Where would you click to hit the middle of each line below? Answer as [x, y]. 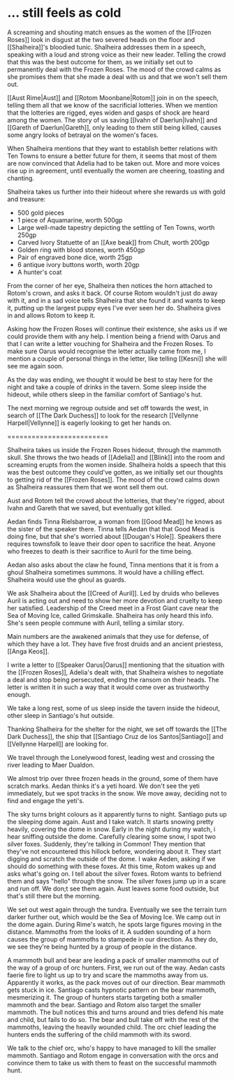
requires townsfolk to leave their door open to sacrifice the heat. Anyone [111, 544]
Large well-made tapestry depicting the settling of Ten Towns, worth [116, 227]
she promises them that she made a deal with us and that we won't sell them [117, 77]
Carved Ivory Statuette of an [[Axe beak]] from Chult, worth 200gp [113, 242]
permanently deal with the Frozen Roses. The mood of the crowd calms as [114, 69]
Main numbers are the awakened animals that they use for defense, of [108, 636]
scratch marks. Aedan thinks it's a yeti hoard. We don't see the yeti [104, 786]
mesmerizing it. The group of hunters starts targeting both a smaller [105, 997]
